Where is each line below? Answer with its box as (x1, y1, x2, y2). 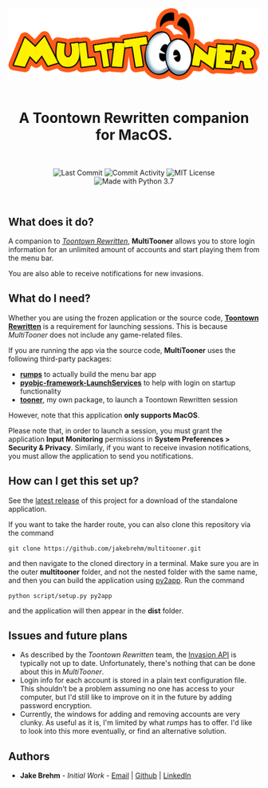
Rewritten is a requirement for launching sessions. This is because (8, 321, 228, 331)
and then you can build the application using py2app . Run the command (8, 575, 245, 585)
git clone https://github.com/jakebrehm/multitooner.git (8, 544, 202, 552)
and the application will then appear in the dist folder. (8, 606, 183, 616)
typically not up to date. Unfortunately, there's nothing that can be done (19, 659, 256, 668)
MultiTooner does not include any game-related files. (8, 330, 183, 339)
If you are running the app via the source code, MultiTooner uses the (8, 345, 236, 354)
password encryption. (19, 701, 93, 711)
